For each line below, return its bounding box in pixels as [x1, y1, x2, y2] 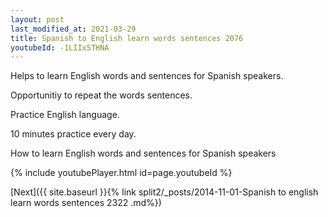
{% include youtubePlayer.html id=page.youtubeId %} [10, 167, 233, 179]
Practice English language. [10, 109, 120, 121]
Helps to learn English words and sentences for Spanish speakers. [10, 70, 284, 82]
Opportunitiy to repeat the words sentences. [10, 89, 193, 101]
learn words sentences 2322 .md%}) [10, 197, 162, 209]
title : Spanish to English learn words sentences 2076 [10, 33, 244, 43]
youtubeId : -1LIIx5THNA [10, 42, 110, 53]
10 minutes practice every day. [10, 128, 137, 140]
